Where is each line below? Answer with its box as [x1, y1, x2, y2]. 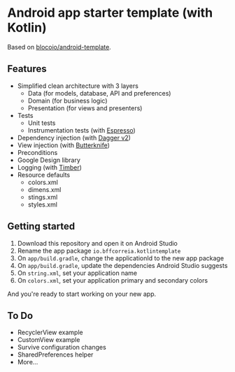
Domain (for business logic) [27, 96, 108, 105]
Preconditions [17, 148, 58, 156]
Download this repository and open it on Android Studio [17, 239, 178, 247]
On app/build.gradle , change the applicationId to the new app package [17, 253, 225, 262]
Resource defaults [17, 170, 71, 179]
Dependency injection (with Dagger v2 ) [17, 133, 131, 142]
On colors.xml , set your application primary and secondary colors [17, 276, 208, 284]
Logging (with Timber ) [17, 163, 83, 172]
